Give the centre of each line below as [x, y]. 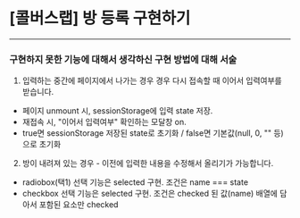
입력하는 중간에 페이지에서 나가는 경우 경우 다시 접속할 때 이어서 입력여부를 [152, 80]
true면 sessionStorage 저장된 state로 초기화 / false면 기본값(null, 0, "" [147, 133]
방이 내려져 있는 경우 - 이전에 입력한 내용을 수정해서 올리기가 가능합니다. [148, 163]
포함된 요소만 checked [79, 205]
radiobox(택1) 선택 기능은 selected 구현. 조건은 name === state [135, 182]
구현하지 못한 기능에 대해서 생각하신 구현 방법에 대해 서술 [123, 59]
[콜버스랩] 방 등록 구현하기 [100, 18]
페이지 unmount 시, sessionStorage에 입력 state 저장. [117, 111]
